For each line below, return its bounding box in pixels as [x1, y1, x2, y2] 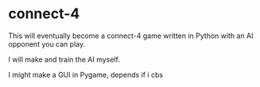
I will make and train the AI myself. [8, 55, 121, 64]
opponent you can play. [8, 39, 86, 48]
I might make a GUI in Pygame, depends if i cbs [8, 70, 164, 79]
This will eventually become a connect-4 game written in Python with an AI [8, 31, 254, 40]
